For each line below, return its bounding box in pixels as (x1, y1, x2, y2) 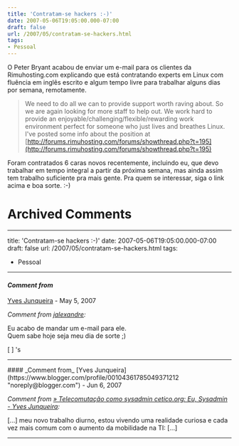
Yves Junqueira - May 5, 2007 (7, 297, 96, 305)
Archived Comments (7, 206, 132, 223)
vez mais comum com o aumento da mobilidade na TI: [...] (7, 424, 178, 432)
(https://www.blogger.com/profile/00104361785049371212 (7, 373, 179, 382)
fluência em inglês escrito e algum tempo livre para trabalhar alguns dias (7, 78, 221, 86)
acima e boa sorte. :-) (7, 181, 71, 189)
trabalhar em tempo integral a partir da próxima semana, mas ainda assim (7, 166, 223, 174)
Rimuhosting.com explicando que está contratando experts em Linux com (7, 70, 224, 79)
